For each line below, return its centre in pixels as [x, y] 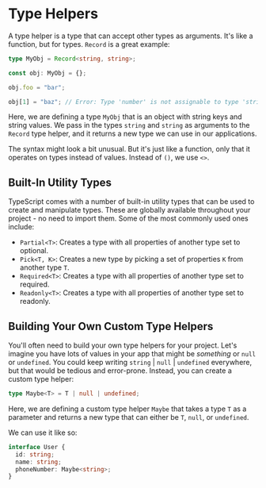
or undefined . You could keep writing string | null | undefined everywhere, [130, 363]
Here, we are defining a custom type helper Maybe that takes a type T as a [127, 409]
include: [21, 227]
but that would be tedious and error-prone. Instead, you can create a [120, 371]
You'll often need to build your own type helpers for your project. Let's [123, 345]
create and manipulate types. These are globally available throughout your [129, 210]
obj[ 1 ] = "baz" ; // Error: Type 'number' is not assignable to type [123, 102]
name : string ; [38, 462]
